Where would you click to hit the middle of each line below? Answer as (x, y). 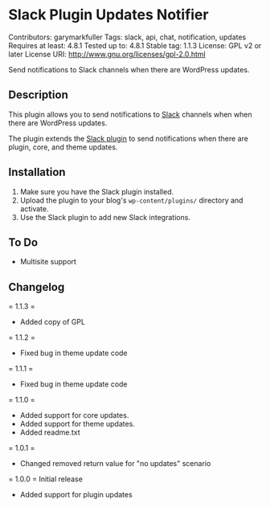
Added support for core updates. (74, 415)
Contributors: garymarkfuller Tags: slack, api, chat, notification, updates (127, 37)
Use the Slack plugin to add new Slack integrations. (105, 217)
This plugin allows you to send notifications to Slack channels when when (130, 114)
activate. (34, 209)
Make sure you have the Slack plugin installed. (97, 191)
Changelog (37, 287)
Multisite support (48, 262)
